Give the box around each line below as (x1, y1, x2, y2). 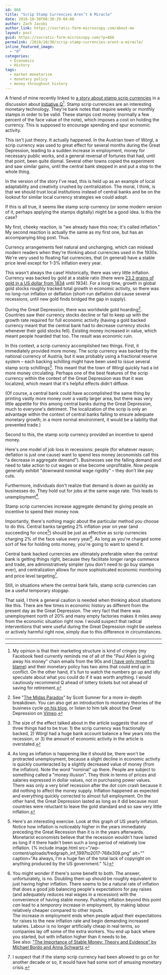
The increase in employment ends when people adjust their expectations (12, 913, 162, 919)
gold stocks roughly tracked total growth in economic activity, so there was (5, 285, 159, 291)
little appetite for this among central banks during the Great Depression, (5, 401, 153, 407)
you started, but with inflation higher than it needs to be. (12, 934, 128, 940)
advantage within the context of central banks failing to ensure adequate (5, 411, 154, 417)
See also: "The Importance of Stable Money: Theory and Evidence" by (12, 939, 157, 945)
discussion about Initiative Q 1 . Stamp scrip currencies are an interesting (5, 100, 152, 107)
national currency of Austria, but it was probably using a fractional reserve (5, 353, 158, 359)
